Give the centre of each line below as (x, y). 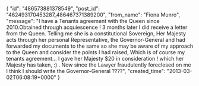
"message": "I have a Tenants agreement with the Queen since (83, 21)
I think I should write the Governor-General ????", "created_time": (86, 71)
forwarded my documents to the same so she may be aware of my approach (100, 46)
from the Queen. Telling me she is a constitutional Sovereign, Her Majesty (96, 34)
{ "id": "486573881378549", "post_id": (53, 9)
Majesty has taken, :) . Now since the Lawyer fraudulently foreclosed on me (99, 65)
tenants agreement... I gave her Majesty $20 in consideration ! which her (95, 59)
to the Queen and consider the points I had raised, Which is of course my (96, 52)
